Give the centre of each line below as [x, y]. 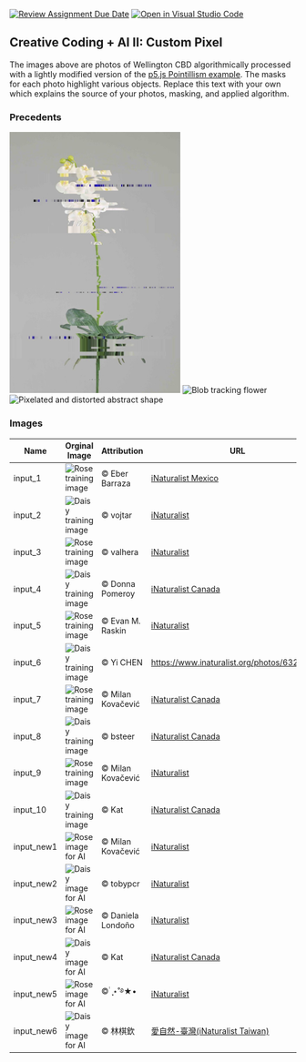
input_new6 [35, 1031]
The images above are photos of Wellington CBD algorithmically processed [150, 65]
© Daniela [120, 915]
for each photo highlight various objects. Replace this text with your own [145, 84]
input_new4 [35, 957]
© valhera [120, 551]
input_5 [27, 626]
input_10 [30, 810]
